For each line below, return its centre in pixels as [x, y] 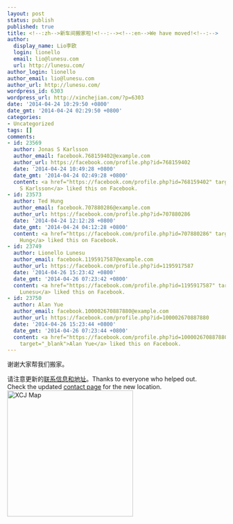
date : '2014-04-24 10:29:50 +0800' [59, 104]
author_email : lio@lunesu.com [51, 78]
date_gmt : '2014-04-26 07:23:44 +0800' [71, 331]
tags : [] [20, 130]
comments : [21, 136]
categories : [24, 117]
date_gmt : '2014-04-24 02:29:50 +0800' [65, 111]
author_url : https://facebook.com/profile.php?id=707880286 [102, 214]
